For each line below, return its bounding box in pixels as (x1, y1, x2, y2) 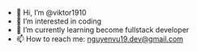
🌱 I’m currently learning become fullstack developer (15, 25, 190, 34)
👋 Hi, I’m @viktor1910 (15, 8, 87, 17)
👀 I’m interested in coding (15, 16, 102, 26)
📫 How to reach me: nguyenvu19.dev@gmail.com (15, 34, 184, 44)
